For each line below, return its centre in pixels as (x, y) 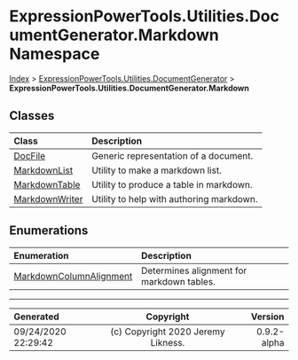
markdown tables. (178, 281)
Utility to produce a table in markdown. (172, 184)
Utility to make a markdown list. (157, 170)
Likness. (168, 342)
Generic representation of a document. (173, 155)
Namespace (55, 54)
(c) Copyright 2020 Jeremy (168, 332)
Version (267, 317)
